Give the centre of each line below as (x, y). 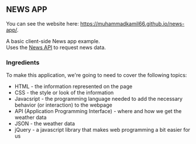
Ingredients (23, 62)
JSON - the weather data (44, 124)
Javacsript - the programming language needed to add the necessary (99, 99)
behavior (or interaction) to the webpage (63, 105)
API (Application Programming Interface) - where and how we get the (98, 111)
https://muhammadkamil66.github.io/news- (132, 23)
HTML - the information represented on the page (73, 86)
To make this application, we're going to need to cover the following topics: (97, 75)
